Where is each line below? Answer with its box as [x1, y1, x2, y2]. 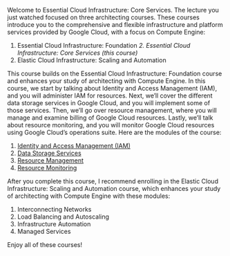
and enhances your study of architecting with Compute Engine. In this [7, 77, 206, 85]
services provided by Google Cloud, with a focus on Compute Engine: [7, 28, 206, 36]
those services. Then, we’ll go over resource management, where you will [7, 107, 218, 114]
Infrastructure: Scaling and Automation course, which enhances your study [7, 185, 221, 192]
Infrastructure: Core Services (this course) [17, 48, 138, 57]
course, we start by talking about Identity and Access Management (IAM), [7, 84, 218, 92]
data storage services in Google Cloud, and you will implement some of [7, 99, 211, 107]
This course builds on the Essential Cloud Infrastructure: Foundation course [7, 69, 222, 77]
